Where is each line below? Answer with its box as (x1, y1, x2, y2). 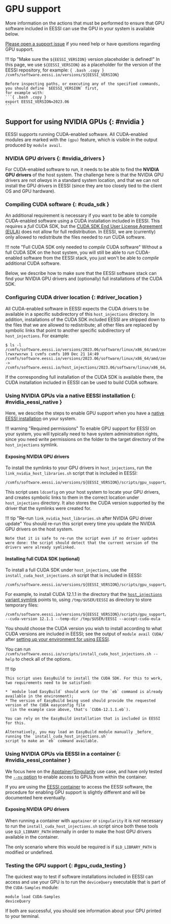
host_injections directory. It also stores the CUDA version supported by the (5, 500, 165, 506)
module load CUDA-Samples (5, 894, 60, 899)
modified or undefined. (5, 849, 53, 855)
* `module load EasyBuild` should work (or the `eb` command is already (5, 689, 163, 695)
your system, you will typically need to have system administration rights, (5, 430, 159, 437)
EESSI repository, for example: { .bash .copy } (5, 67, 104, 73)
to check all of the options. (15, 656, 72, 662)
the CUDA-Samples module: (5, 885, 59, 891)
